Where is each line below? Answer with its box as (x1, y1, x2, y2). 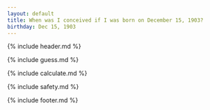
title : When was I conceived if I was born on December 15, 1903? (7, 17, 204, 24)
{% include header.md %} (7, 42, 81, 51)
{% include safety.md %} (7, 83, 79, 91)
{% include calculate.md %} (7, 69, 88, 77)
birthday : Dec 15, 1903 (7, 23, 76, 30)
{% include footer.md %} (7, 96, 79, 104)
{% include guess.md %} (7, 56, 79, 64)
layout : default (7, 10, 54, 17)
